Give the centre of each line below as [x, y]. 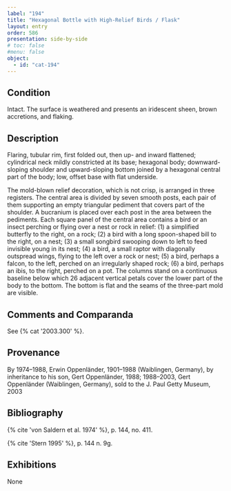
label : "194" [26, 13]
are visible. [23, 293]
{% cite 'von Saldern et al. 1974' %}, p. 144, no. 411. [80, 430]
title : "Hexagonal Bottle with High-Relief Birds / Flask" [94, 20]
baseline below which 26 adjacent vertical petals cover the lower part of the [115, 278]
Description [33, 138]
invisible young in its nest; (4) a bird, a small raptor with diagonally [101, 249]
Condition [29, 93]
